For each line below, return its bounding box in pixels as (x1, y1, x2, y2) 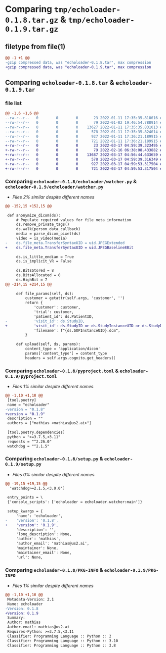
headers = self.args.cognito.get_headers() (25, 355, 116, 360)
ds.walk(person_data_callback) (16, 227, 81, 232)
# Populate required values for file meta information (16, 217, 132, 222)
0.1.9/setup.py (5, 461, 42, 467)
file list (5, 100, 22, 106)
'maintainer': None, (16, 546, 58, 551)
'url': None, (16, 554, 43, 560)
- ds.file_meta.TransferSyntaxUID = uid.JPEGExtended (5, 240, 125, 246)
